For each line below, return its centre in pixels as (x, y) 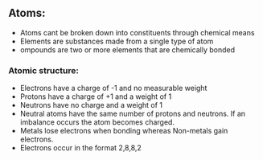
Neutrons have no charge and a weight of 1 (91, 105)
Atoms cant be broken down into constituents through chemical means (137, 32)
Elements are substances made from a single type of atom (117, 41)
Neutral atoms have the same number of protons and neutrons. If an (133, 114)
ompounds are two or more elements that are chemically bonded (127, 49)
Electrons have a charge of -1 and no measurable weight (113, 88)
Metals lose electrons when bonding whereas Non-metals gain (124, 131)
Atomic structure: (43, 70)
